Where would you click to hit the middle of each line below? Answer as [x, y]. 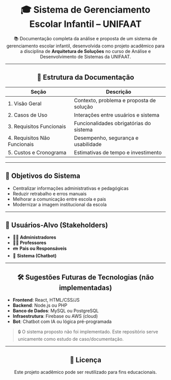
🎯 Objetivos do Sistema [43, 176]
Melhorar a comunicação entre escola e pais [59, 199]
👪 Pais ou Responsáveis [40, 249]
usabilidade [88, 144]
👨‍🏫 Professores [30, 243]
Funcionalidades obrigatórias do [112, 123]
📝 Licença [85, 360]
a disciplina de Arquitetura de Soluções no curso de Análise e [85, 51]
